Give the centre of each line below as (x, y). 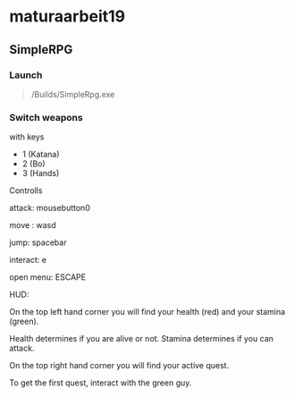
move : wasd (33, 225)
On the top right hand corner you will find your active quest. (119, 366)
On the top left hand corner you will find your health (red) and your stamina (147, 312)
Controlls (26, 190)
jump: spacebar (38, 242)
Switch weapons (46, 117)
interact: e (28, 260)
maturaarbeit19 (67, 17)
